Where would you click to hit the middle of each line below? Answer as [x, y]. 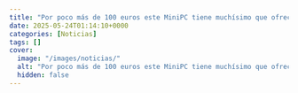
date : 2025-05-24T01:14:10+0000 [69, 26]
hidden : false [43, 75]
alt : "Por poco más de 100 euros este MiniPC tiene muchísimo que [142, 67]
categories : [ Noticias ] [53, 34]
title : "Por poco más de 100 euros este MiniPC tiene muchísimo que [138, 17]
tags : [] [25, 42]
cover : [21, 50]
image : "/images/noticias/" [69, 58]
